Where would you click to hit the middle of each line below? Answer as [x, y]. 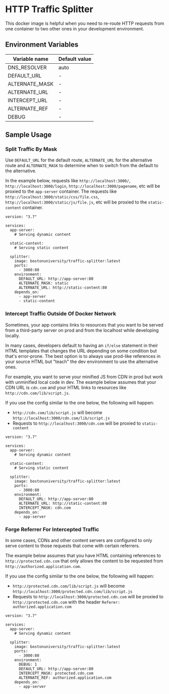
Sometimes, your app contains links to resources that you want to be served [84, 324]
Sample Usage [29, 135]
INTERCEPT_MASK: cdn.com [45, 508]
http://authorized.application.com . [43, 566]
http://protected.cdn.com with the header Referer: [66, 602]
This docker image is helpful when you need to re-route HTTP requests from [85, 23]
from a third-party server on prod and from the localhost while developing [82, 330]
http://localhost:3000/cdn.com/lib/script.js [61, 418]
